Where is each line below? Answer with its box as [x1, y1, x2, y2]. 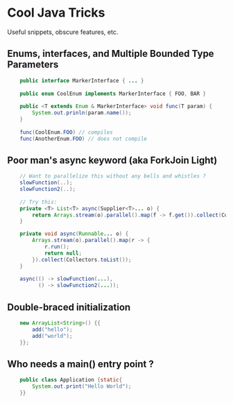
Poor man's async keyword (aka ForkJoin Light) [7, 154, 218, 166]
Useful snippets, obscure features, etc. [7, 28, 119, 36]
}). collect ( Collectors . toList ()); [32, 256, 132, 263]
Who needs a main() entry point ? [7, 358, 154, 370]
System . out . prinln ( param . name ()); [32, 110, 132, 117]
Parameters [7, 59, 59, 71]
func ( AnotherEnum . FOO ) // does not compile [19, 135, 148, 142]
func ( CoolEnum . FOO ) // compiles [19, 128, 113, 136]
